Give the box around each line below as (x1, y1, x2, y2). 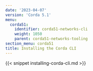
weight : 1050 (14, 31, 42, 37)
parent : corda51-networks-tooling (14, 37, 88, 42)
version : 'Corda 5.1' (5, 12, 52, 17)
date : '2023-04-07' (5, 7, 47, 13)
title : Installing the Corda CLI (5, 46, 77, 51)
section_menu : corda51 (5, 41, 54, 46)
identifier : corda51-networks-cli (14, 27, 88, 32)
